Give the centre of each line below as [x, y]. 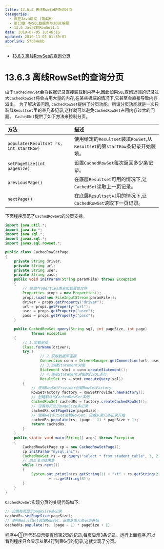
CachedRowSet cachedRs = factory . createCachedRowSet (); [89, 402]
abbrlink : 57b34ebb [25, 41]
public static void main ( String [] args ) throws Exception [74, 438]
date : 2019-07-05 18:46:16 [32, 32]
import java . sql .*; [25, 234]
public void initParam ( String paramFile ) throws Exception [75, 279]
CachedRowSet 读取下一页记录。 [109, 203]
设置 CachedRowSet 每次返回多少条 [111, 163]
